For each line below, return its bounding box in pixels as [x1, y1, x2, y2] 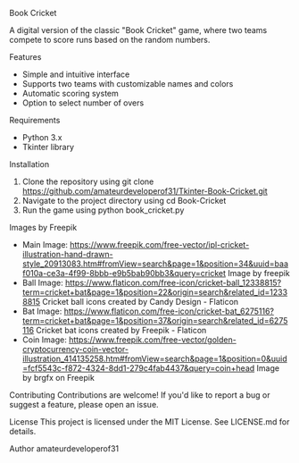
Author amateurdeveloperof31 [9, 443, 119, 454]
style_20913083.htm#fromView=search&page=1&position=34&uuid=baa [21, 258, 288, 269]
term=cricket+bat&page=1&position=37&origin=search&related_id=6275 [21, 316, 288, 325]
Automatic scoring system [21, 88, 119, 98]
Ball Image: [21, 277, 64, 288]
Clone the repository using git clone [21, 176, 154, 187]
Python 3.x [21, 132, 62, 142]
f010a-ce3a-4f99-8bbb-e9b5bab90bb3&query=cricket [21, 268, 226, 278]
